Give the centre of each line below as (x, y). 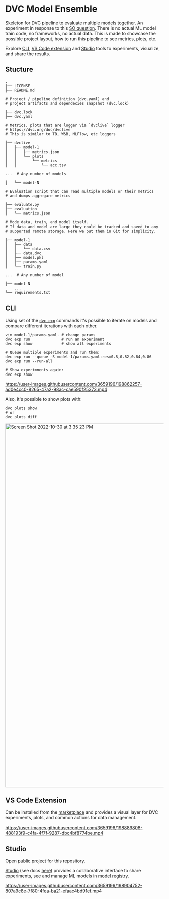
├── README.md (20, 90)
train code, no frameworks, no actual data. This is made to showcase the (80, 33)
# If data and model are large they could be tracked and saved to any (82, 227)
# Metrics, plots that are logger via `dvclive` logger (65, 125)
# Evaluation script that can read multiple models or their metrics (80, 191)
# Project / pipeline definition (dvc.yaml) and (57, 99)
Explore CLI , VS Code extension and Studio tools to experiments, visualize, (82, 48)
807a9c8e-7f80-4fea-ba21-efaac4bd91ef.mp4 (54, 891)
